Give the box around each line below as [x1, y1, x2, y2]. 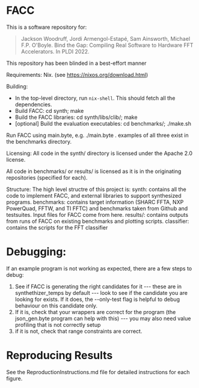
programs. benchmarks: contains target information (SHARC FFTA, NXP [6, 198, 184, 205]
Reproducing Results [6, 349, 113, 362]
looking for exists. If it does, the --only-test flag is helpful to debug [14, 296, 180, 303]
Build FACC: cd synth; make [14, 107, 84, 114]
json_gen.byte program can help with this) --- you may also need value [14, 315, 191, 322]
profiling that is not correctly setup [14, 321, 101, 328]
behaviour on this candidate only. [14, 302, 98, 309]
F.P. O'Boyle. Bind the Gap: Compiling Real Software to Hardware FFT [20, 41, 194, 49]
